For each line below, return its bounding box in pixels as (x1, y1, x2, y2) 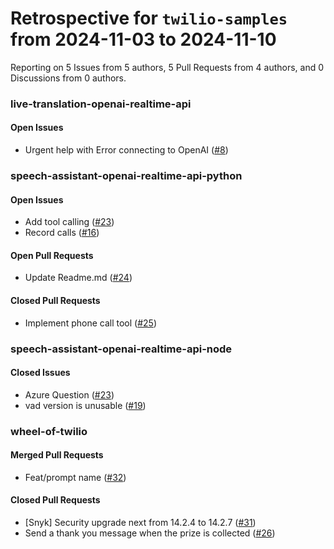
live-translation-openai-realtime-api (10, 97, 192, 111)
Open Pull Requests (10, 249, 94, 261)
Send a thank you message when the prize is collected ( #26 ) (24, 527, 276, 539)
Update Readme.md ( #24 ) (24, 272, 133, 284)
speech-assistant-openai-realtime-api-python (10, 168, 243, 182)
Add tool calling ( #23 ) (24, 216, 115, 228)
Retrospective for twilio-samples (10, 7, 288, 30)
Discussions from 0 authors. (10, 72, 127, 84)
